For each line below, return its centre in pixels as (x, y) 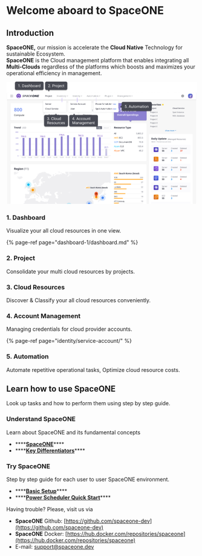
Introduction (30, 33)
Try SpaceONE (28, 466)
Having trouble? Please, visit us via (50, 509)
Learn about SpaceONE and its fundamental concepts (73, 432)
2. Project (21, 258)
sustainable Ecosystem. (36, 54)
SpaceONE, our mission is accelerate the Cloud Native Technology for (95, 47)
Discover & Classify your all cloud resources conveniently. (79, 300)
